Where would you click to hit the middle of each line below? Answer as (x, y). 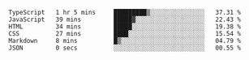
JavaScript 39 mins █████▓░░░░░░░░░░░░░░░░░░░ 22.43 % (125, 19)
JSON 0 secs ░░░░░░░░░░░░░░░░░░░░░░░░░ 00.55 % (125, 48)
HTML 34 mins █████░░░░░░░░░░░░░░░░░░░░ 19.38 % (125, 27)
